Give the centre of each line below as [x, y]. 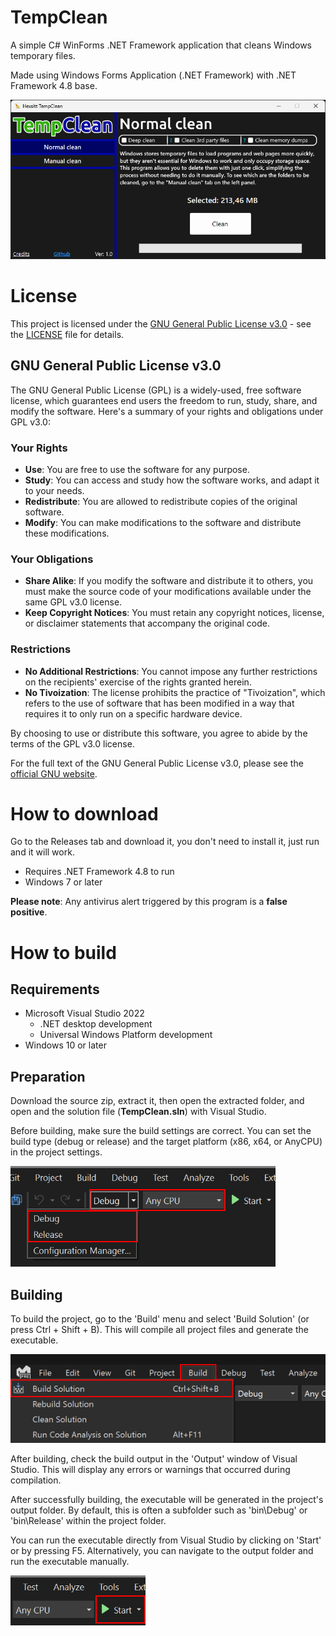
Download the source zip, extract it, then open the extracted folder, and [157, 1101]
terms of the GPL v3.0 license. [72, 743]
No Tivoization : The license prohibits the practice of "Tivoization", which [175, 692]
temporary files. [43, 55]
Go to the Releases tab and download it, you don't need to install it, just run [165, 842]
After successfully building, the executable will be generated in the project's [167, 1500]
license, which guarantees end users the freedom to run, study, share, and [164, 400]
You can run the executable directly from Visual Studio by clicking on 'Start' [166, 1540]
